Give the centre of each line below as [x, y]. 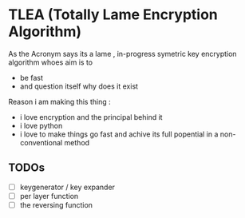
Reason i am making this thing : [59, 101]
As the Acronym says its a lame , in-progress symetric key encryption [122, 54]
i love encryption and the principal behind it [91, 117]
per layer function [49, 196]
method [77, 142]
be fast [32, 77]
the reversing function [56, 204]
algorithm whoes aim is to [51, 62]
